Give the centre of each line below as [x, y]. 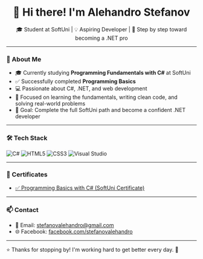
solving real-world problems [50, 104]
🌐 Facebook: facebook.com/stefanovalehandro [74, 232]
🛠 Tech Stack [27, 138]
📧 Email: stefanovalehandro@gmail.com [64, 225]
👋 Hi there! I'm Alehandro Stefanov [101, 12]
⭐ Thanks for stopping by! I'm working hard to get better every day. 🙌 [92, 250]
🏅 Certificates [27, 175]
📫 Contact [22, 210]
